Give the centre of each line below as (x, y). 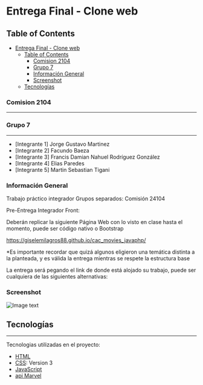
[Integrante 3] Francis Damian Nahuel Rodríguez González (87, 157)
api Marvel (28, 376)
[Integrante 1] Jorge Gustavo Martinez (62, 144)
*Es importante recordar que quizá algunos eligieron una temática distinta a (101, 252)
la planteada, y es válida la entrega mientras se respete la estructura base (98, 258)
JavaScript (28, 369)
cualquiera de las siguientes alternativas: (57, 276)
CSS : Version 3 (34, 363)
